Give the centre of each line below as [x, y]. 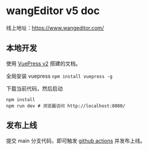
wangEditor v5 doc [53, 11]
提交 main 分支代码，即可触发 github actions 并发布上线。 [76, 141]
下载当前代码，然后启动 [34, 88]
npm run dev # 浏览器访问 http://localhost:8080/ [66, 106]
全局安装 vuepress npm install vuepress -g [59, 76]
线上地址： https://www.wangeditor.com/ [55, 28]
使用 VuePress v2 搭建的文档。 [43, 64]
